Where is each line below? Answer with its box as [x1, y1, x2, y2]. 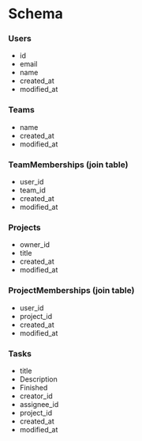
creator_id [19, 391, 53, 401]
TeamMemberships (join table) [8, 159, 129, 170]
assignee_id [19, 399, 59, 409]
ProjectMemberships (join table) [8, 285, 135, 296]
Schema [8, 5, 63, 23]
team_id [19, 185, 46, 195]
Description [19, 374, 58, 384]
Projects [8, 222, 41, 233]
